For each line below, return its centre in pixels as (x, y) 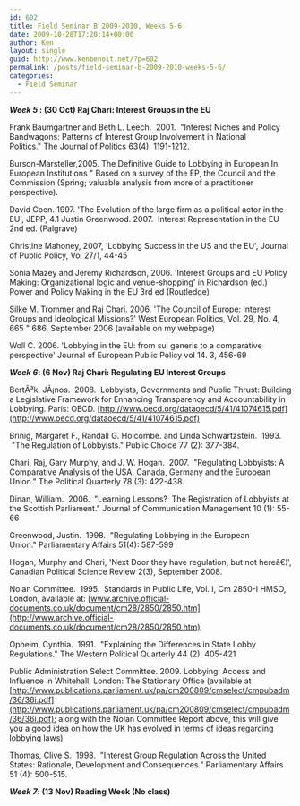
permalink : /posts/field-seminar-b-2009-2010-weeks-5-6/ (118, 68)
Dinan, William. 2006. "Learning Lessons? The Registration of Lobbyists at (149, 499)
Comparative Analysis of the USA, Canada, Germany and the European (140, 472)
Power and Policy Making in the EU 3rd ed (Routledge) (110, 291)
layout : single (38, 51)
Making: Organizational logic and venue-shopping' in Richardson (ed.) (139, 282)
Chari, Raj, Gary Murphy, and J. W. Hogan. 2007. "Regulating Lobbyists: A (147, 462)
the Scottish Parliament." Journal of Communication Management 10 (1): (142, 508)
